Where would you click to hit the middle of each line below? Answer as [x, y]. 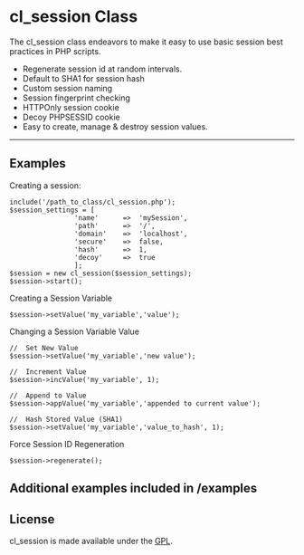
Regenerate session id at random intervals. [102, 69]
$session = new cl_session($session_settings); [101, 273]
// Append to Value [48, 396]
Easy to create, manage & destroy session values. [115, 126]
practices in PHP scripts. [55, 51]
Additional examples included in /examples [133, 488]
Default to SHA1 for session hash [83, 78]
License [32, 519]
